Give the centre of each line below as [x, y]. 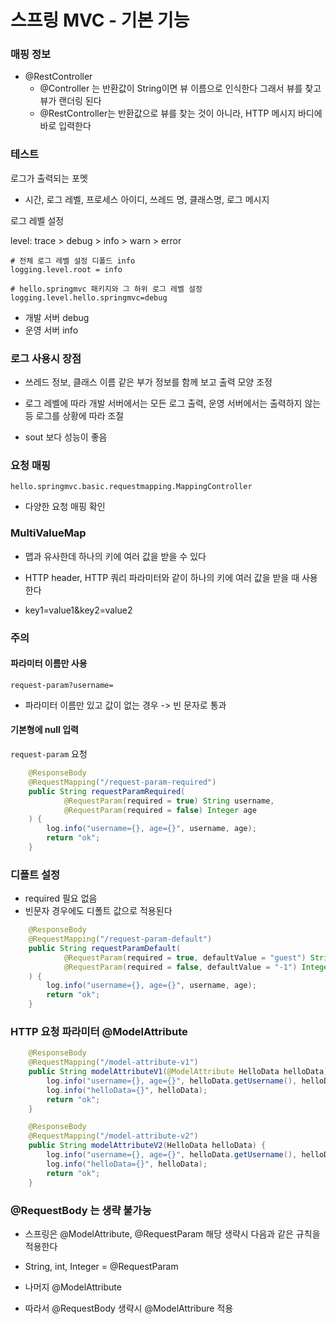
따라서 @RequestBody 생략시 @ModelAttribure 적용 [129, 1308]
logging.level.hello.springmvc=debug [89, 297]
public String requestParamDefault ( [105, 948]
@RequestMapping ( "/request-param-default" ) [120, 939]
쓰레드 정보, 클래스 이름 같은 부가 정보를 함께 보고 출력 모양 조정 [148, 382]
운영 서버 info [51, 330]
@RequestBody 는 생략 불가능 [81, 1210]
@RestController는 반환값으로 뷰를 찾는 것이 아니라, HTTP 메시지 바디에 [181, 113]
